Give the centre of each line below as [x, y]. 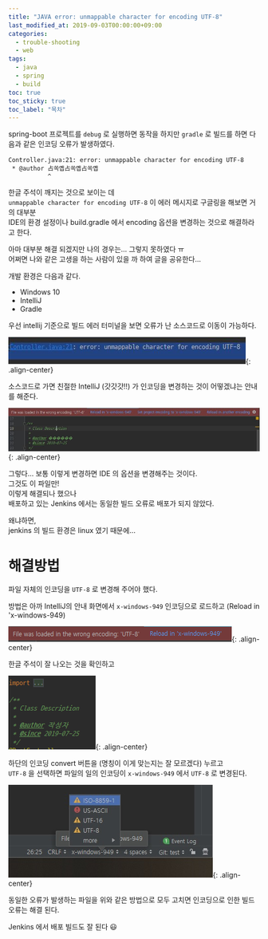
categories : [28, 34]
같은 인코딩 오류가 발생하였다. [69, 144]
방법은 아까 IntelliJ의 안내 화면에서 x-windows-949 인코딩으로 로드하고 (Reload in [134, 606]
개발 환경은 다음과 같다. [45, 276]
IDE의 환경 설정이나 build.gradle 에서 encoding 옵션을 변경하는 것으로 [118, 223]
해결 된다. [44, 910]
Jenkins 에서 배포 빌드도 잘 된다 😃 [63, 927]
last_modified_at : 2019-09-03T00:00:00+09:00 [85, 25]
